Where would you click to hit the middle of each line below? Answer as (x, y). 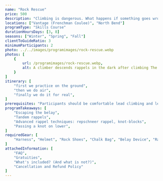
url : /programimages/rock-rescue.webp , (63, 63)
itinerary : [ (18, 81)
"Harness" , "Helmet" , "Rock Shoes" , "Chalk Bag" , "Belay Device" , (82, 140)
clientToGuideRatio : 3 (28, 41)
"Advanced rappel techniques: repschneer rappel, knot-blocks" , (80, 122)
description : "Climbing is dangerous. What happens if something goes (78, 18)
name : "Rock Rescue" (26, 9)
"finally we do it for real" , (44, 95)
